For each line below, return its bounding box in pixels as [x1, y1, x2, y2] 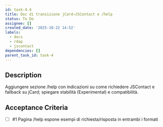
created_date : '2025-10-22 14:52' [5, 25, 76, 30]
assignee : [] [5, 21, 32, 26]
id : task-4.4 [5, 7, 32, 12]
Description [5, 71, 42, 79]
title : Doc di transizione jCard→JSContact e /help [5, 12, 113, 17]
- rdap [9, 39, 23, 44]
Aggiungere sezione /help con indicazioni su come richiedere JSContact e [5, 84, 155, 90]
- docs [9, 35, 23, 40]
